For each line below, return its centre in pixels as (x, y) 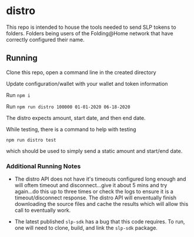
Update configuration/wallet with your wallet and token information (87, 84)
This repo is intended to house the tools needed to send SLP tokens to (91, 27)
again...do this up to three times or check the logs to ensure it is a (94, 192)
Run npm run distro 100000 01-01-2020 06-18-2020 (68, 106)
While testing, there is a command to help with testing (71, 129)
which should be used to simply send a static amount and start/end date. (94, 151)
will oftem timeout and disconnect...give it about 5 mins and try (91, 185)
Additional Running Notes (44, 166)
